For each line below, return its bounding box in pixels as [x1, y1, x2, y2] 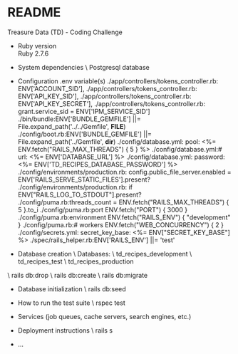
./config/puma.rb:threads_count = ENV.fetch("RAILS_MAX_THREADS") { [17, 197, 229, 207]
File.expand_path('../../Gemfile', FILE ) [17, 122, 126, 130]
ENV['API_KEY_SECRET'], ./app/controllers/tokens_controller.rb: [17, 99, 205, 108]
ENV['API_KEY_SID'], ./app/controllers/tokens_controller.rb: [17, 92, 192, 100]
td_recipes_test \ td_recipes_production [17, 257, 134, 266]
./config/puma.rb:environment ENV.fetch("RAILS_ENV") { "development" [17, 213, 231, 222]
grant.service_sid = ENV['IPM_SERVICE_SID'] [17, 107, 151, 115]
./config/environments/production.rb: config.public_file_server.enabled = [17, 167, 232, 176]
